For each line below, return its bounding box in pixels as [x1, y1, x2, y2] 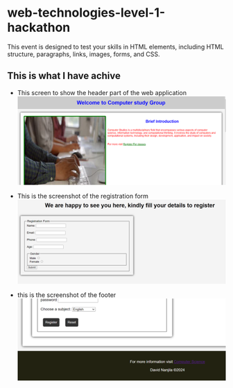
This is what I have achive [7, 70, 121, 82]
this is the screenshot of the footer [17, 290, 116, 299]
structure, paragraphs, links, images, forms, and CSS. [7, 50, 161, 58]
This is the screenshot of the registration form [17, 192, 149, 200]
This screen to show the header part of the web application [17, 88, 187, 96]
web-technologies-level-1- [7, 5, 166, 21]
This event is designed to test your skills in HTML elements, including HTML [7, 42, 224, 51]
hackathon [7, 19, 71, 35]
